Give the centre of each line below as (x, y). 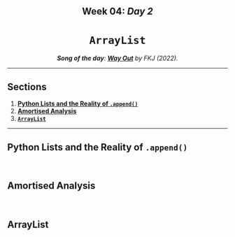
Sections (27, 87)
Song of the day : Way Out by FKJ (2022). (117, 58)
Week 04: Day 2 (117, 12)
